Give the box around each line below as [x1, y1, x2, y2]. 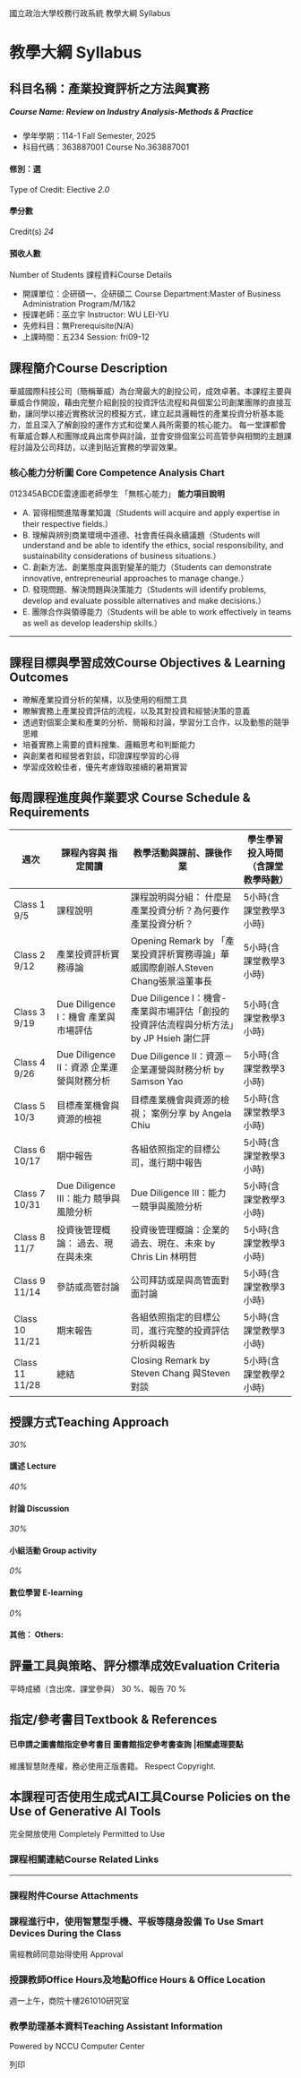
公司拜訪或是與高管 [130, 1273, 212, 1286]
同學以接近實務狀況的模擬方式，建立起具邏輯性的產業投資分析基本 [32, 408, 276, 418]
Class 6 [13, 1143, 47, 1156]
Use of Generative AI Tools [9, 1804, 161, 1819]
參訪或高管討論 [56, 1280, 120, 1293]
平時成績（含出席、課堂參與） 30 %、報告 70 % [9, 1683, 186, 1694]
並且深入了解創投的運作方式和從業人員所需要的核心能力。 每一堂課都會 [24, 419, 287, 430]
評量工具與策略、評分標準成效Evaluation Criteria [9, 1658, 280, 1673]
